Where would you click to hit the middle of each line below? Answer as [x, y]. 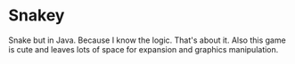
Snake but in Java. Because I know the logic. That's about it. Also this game [147, 40]
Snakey [37, 16]
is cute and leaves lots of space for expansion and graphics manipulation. [143, 49]
